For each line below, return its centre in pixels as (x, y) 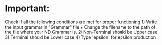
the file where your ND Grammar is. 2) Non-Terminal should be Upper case (81, 32)
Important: (27, 8)
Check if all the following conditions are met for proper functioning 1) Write (81, 22)
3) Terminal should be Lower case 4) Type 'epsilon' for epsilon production (81, 37)
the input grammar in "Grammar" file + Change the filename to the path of (80, 27)
